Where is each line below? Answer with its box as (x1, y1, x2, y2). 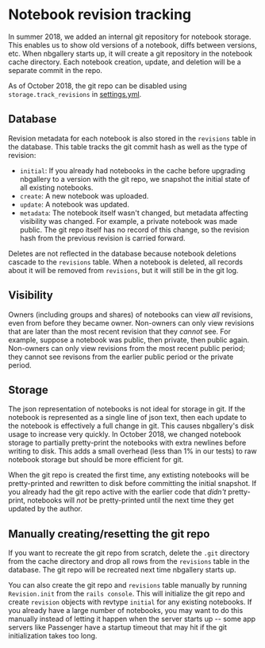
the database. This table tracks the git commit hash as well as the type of (8, 141, 248, 152)
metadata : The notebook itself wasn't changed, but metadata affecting (19, 208, 248, 218)
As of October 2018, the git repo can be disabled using (8, 81, 187, 91)
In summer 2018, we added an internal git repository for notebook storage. (8, 32, 252, 41)
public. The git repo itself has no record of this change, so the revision (19, 225, 250, 234)
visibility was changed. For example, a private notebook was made (19, 216, 238, 226)
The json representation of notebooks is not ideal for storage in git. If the (8, 404, 246, 414)
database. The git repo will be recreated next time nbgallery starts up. (8, 565, 236, 575)
